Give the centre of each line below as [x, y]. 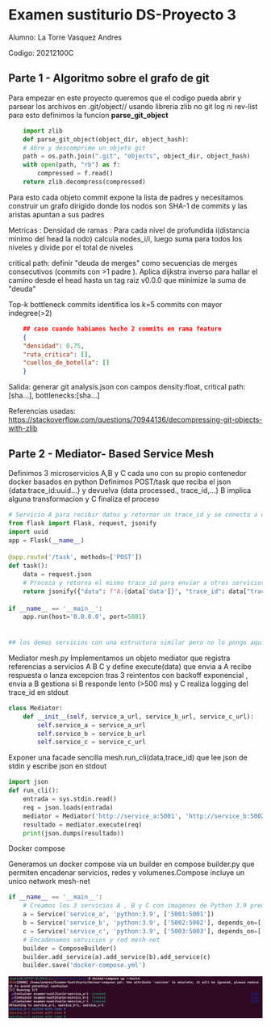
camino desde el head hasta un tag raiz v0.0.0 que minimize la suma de [127, 280]
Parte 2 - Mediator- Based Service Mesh [111, 454]
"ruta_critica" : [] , [57, 354]
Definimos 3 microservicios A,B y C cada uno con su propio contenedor [128, 473]
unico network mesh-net [49, 882]
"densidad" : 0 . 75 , [54, 346]
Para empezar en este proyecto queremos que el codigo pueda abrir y [125, 98]
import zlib [43, 131]
